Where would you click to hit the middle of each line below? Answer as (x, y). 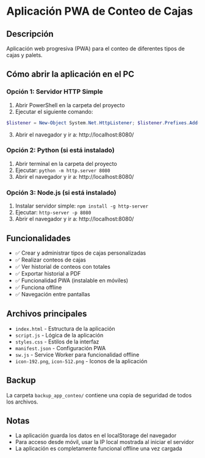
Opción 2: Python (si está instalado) (60, 150)
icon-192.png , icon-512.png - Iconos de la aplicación (81, 361)
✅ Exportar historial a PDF (48, 273)
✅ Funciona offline (38, 287)
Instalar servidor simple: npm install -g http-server (81, 206)
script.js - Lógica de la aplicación (59, 335)
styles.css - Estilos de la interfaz (57, 342)
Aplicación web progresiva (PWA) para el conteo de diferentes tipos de (95, 48)
